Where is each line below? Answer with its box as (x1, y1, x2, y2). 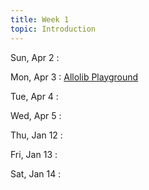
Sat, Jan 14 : (10, 167, 62, 180)
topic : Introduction (10, 24, 97, 34)
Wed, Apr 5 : (10, 109, 62, 121)
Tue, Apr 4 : (10, 90, 59, 102)
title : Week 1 (10, 14, 70, 25)
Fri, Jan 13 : (10, 148, 58, 160)
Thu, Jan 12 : (10, 129, 63, 141)
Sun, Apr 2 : (10, 51, 60, 63)
